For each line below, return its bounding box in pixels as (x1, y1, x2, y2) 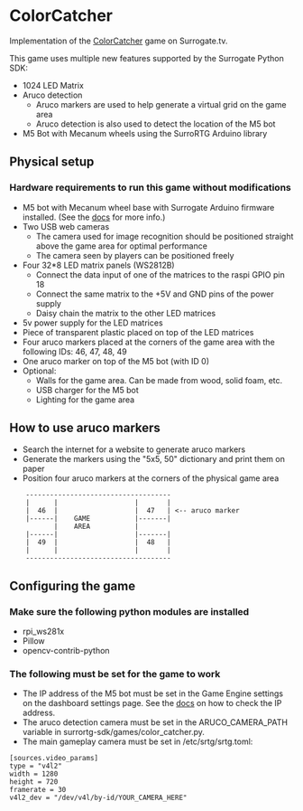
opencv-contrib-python (22, 646, 110, 656)
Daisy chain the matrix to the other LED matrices (35, 307, 216, 318)
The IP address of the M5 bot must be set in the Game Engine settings (22, 688, 284, 699)
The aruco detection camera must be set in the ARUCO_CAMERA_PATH (22, 717, 289, 728)
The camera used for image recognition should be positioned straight (35, 231, 294, 241)
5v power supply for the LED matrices (22, 317, 164, 328)
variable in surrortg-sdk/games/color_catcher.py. (22, 727, 206, 738)
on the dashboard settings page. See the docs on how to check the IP (22, 698, 282, 709)
